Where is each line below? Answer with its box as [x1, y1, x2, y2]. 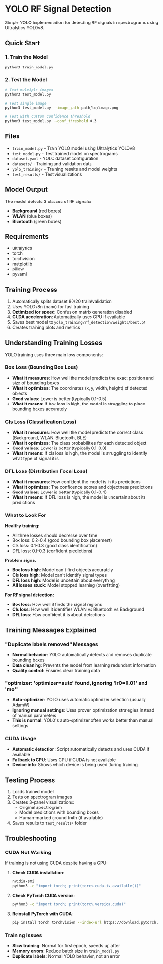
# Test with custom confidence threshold [5, 114, 91, 119]
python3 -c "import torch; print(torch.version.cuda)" [12, 901, 126, 907]
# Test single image [5, 101, 47, 106]
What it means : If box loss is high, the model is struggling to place [12, 401, 145, 407]
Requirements [5, 232, 49, 241]
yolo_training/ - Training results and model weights [12, 166, 118, 172]
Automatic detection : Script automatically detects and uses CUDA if [12, 746, 150, 752]
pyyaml [12, 271, 27, 277]
